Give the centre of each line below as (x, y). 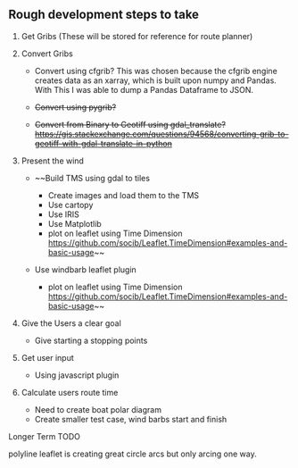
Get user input (48, 357)
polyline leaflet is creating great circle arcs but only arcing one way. (132, 454)
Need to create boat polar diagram (98, 409)
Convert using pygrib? (75, 107)
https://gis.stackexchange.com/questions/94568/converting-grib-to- (161, 134)
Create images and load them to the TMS (124, 195)
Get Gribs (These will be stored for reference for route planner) (137, 36)
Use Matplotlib (74, 223)
